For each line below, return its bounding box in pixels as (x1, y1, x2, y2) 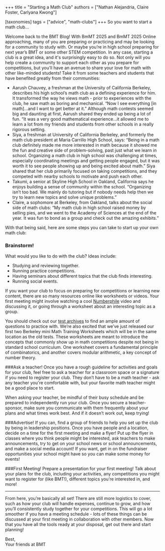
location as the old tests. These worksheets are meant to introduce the (5, 334, 148, 340)
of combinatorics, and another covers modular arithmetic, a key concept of (5, 349, 157, 355)
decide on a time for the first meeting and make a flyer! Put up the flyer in (5, 430, 154, 436)
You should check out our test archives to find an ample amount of (5, 318, 140, 324)
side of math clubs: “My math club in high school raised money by (12, 205, 146, 210)
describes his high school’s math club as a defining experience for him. (12, 90, 156, 96)
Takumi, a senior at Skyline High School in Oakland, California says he (12, 179, 154, 184)
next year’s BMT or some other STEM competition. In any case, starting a (5, 49, 153, 55)
